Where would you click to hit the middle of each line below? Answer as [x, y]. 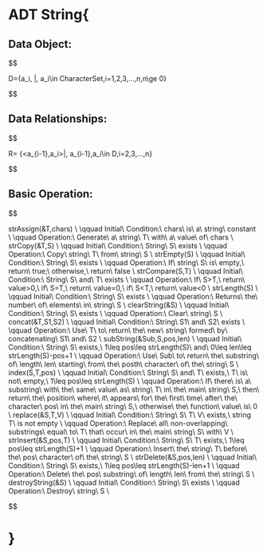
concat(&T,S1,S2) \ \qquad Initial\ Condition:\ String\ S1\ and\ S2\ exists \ [127, 322]
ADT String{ [49, 15]
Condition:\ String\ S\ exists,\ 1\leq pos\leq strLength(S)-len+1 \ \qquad [124, 465]
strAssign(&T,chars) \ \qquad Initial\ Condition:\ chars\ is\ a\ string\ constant [132, 228]
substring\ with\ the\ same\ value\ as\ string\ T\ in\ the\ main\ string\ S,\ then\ [134, 389]
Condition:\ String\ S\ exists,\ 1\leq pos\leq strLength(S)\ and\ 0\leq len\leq [130, 347]
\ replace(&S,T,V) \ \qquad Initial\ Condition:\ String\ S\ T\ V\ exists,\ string [130, 415]
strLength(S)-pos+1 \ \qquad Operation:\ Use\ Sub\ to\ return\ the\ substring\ [134, 355]
